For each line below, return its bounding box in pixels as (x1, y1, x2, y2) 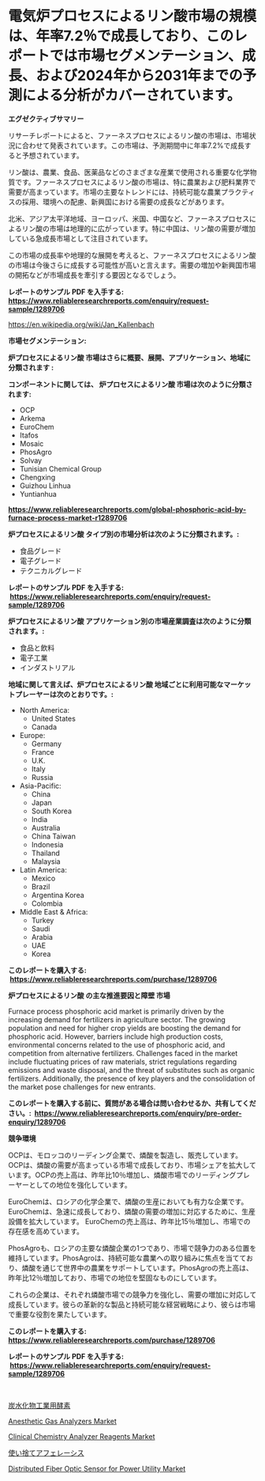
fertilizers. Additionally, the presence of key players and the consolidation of (8, 1074, 256, 1083)
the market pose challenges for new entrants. (8, 1081, 156, 1092)
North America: (19, 705, 69, 714)
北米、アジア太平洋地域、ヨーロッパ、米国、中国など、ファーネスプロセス (8, 214, 250, 223)
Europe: (19, 730, 46, 740)
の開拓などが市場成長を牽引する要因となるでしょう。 (8, 270, 181, 279)
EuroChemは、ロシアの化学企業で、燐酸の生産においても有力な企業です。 (8, 1196, 248, 1206)
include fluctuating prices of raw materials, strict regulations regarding (8, 1057, 237, 1066)
